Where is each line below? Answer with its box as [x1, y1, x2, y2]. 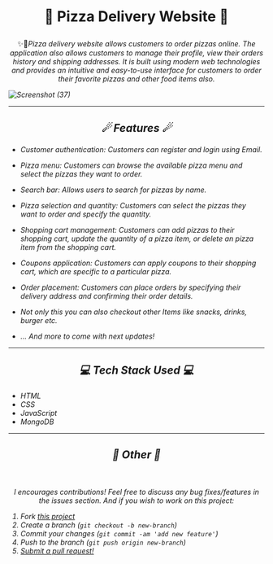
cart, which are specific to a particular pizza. [19, 266, 172, 276]
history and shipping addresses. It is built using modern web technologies [12, 57, 261, 67]
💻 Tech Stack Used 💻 [79, 363, 194, 377]
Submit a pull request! [19, 546, 94, 556]
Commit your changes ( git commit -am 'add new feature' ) [19, 529, 219, 539]
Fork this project [19, 512, 76, 522]
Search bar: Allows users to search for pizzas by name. [19, 185, 207, 195]
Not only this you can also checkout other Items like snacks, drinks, [19, 307, 248, 317]
